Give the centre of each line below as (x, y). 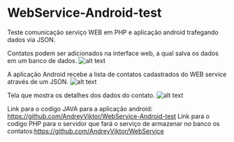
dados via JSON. (31, 39)
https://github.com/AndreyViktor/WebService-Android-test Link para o (109, 116)
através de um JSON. (38, 81)
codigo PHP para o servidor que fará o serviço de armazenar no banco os (114, 123)
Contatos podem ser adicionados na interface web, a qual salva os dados (113, 53)
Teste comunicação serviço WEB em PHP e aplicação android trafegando (113, 32)
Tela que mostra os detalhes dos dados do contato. (81, 95)
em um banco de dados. (42, 60)
